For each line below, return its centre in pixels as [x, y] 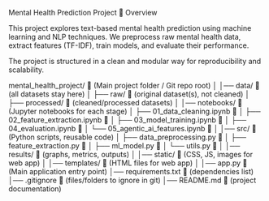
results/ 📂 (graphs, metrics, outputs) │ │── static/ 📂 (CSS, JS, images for [131, 154]
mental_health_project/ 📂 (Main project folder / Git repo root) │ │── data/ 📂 [134, 86]
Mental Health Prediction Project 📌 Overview [83, 13]
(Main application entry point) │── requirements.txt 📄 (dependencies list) [131, 171]
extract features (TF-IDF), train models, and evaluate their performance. [129, 45]
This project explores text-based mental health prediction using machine [130, 28]
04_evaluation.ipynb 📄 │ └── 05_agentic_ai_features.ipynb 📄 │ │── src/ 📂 [132, 128]
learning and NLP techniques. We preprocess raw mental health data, [125, 37]
